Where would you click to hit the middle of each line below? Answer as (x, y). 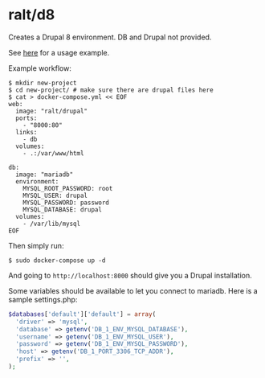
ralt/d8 (32, 15)
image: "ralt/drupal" (52, 111)
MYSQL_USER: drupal (55, 195)
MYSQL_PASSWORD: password (66, 203)
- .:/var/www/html (53, 153)
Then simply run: (36, 245)
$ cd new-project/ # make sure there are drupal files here (111, 90)
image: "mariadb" (45, 175)
